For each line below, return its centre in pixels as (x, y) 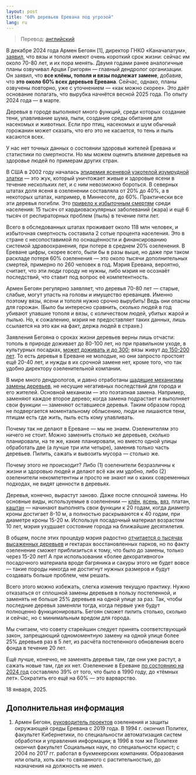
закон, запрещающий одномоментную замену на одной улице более (93, 636)
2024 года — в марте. (33, 100)
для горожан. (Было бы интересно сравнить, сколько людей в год (89, 307)
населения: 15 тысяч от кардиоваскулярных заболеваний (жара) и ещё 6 (97, 210)
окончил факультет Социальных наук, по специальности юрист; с (97, 747)
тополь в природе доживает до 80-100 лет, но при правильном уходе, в (96, 344)
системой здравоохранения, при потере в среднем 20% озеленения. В (96, 246)
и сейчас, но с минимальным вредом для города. (68, 618)
